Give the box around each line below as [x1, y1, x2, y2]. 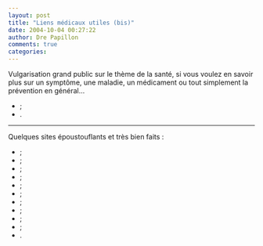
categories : [8, 48, 47, 56]
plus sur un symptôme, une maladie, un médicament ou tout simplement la [8, 78, 249, 87]
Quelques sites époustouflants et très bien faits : [8, 132, 164, 141]
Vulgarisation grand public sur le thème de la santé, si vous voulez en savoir [8, 70, 254, 78]
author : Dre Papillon [8, 33, 79, 42]
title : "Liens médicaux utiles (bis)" [8, 19, 135, 27]
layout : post [8, 11, 51, 20]
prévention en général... [8, 86, 85, 95]
